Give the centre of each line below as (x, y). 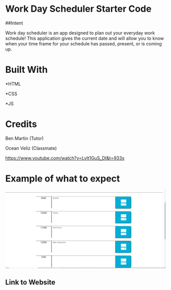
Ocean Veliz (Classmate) (31, 148)
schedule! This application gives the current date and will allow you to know (85, 38)
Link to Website (31, 283)
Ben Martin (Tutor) (25, 138)
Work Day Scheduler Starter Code (78, 9)
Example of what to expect (63, 178)
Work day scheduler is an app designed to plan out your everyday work (80, 33)
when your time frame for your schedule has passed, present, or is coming (83, 43)
